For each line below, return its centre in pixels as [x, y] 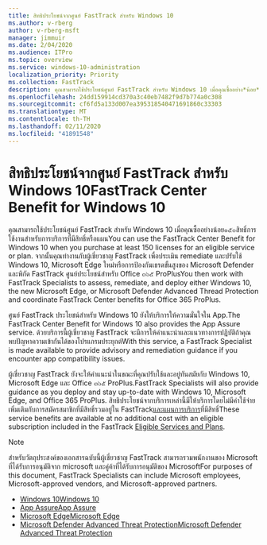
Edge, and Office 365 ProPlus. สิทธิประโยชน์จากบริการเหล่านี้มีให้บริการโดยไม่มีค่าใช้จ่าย [132, 400]
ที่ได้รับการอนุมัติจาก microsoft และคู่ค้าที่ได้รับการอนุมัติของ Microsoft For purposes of [130, 466]
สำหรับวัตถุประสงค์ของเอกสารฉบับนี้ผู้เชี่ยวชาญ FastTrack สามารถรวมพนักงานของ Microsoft [133, 457]
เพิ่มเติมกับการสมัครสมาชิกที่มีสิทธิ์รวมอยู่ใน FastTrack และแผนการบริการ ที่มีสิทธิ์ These [124, 409]
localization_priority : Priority [64, 75]
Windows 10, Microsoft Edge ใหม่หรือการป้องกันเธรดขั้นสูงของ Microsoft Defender [131, 265]
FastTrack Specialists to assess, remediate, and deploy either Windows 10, [130, 282]
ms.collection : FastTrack [51, 82]
